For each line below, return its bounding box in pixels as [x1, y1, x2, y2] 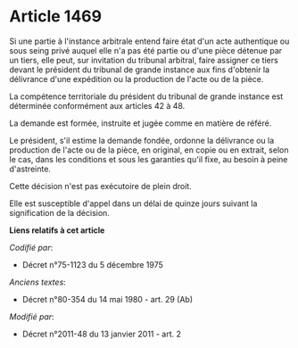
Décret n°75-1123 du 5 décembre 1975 [21, 259, 163, 269]
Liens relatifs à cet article [9, 225, 105, 236]
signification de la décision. [9, 207, 110, 218]
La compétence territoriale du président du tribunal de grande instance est [9, 91, 284, 102]
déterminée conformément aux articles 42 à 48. [9, 100, 186, 111]
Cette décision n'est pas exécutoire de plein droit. [9, 180, 192, 191]
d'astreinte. [9, 163, 52, 174]
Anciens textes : [9, 277, 67, 287]
